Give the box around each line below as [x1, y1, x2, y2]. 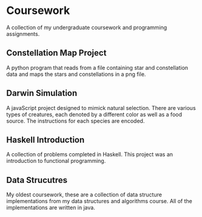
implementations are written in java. [6, 204, 95, 212]
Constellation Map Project [6, 48, 107, 58]
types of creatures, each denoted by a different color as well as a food [6, 111, 183, 118]
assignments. [6, 30, 40, 37]
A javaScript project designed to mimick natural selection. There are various [6, 104, 196, 111]
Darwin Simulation [6, 88, 78, 98]
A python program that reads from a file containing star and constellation [6, 64, 189, 71]
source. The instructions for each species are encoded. [6, 117, 145, 125]
